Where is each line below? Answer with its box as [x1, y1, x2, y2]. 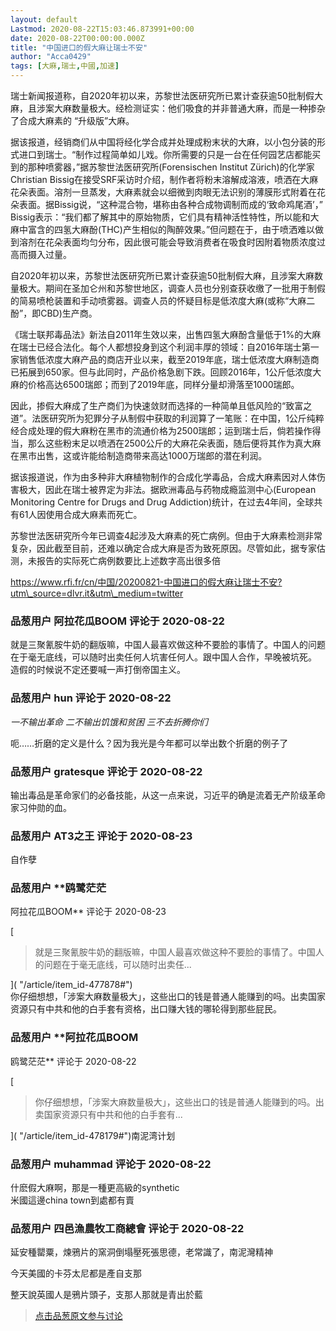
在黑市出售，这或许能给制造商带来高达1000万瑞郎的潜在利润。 [10, 450, 268, 461]
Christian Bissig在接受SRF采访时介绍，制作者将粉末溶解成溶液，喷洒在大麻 [10, 174, 319, 185]
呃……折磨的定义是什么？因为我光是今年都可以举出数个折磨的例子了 [10, 737, 289, 749]
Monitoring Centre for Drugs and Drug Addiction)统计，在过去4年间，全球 [10, 496, 315, 508]
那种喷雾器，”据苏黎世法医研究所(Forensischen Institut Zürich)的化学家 [27, 161, 315, 173]
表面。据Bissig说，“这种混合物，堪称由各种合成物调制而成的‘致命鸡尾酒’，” [18, 199, 323, 210]
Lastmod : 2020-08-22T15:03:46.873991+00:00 [10, 24, 195, 34]
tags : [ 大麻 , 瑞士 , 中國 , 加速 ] [10, 61, 120, 71]
